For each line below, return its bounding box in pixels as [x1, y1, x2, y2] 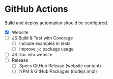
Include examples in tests [19, 40, 71, 46]
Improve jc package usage [19, 46, 74, 52]
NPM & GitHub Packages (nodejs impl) [19, 68, 97, 75]
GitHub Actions [4, 3, 68, 15]
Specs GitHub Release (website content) [19, 63, 101, 69]
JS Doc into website [11, 52, 53, 58]
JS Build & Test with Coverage [11, 35, 73, 40]
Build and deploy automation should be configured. [4, 20, 109, 26]
